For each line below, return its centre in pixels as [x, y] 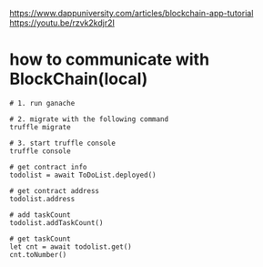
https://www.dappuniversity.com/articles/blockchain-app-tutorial [131, 13]
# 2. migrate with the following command [89, 119]
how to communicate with [110, 60]
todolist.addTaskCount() [56, 222]
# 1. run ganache [42, 103]
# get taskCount [40, 239]
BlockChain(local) [79, 79]
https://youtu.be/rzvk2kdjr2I [62, 23]
